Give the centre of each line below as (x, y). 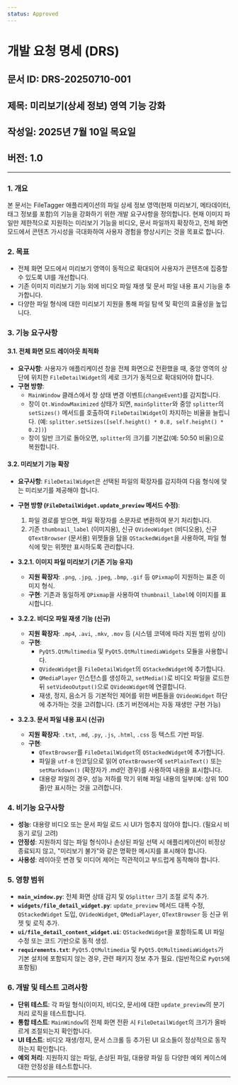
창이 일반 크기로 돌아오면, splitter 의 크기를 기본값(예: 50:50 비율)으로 (126, 438)
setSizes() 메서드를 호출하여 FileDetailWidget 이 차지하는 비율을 (119, 412)
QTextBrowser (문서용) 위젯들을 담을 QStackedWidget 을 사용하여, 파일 (124, 538)
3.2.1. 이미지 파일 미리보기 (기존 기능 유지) (75, 562)
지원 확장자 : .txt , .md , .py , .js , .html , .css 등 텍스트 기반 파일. (116, 734)
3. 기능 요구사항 (33, 333)
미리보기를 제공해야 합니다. (62, 490)
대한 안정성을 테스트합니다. (55, 1066)
